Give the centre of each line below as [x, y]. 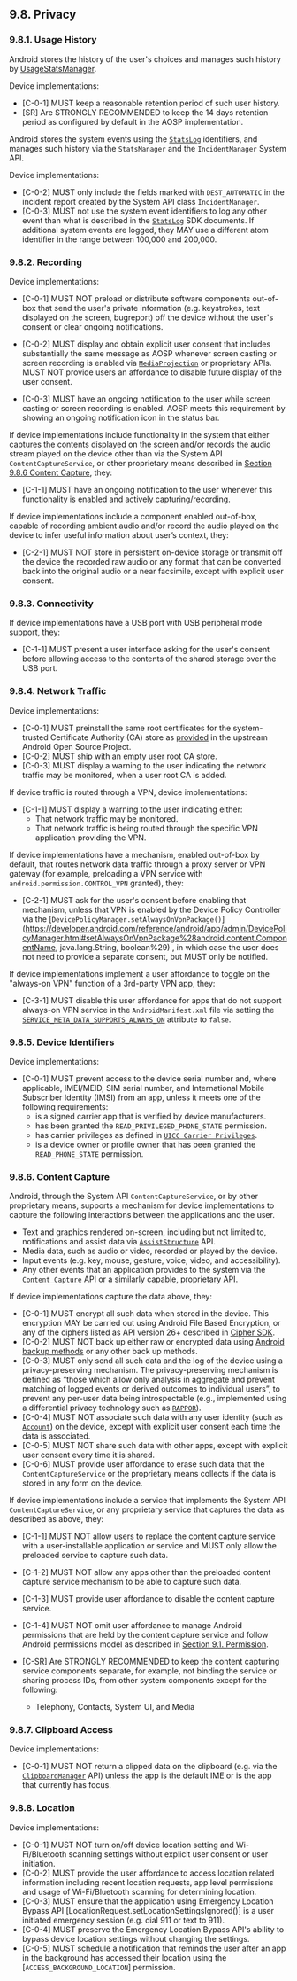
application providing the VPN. [91, 838]
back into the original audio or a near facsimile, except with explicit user [153, 571]
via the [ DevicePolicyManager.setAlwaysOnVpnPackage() [122, 919]
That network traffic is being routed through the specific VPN [147, 828]
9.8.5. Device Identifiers [62, 1042]
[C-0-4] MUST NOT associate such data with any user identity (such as [152, 1417]
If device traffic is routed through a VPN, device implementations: [128, 792]
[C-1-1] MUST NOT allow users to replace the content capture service [148, 1536]
